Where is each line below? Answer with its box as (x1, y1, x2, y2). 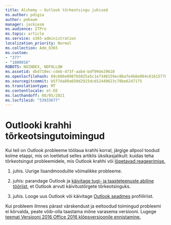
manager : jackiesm (5, 21, 44, 27)
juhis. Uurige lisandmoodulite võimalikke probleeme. (12, 168, 122, 174)
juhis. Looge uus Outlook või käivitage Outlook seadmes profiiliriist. (12, 193, 154, 199)
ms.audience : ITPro (5, 27, 47, 32)
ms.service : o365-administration (5, 36, 76, 41)
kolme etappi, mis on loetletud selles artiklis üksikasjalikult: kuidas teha (5, 153, 154, 159)
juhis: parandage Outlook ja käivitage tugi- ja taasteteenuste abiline (12, 178, 154, 184)
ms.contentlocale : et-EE (5, 88, 58, 93)
